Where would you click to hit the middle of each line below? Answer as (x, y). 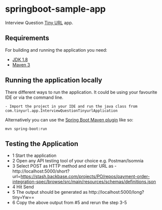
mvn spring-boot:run (26, 129)
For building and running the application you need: (56, 50)
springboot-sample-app (55, 9)
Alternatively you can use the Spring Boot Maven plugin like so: (69, 120)
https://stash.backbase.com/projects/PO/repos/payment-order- (85, 177)
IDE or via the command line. (34, 97)
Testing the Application (42, 144)
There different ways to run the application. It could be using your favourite (81, 92)
